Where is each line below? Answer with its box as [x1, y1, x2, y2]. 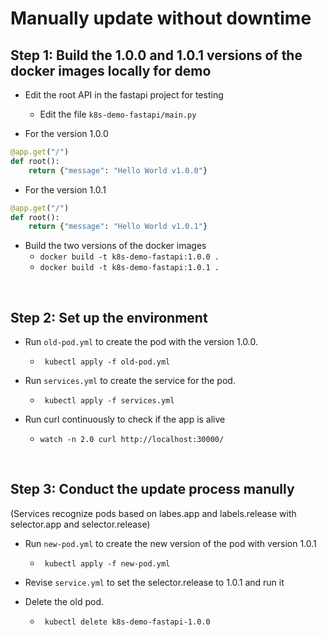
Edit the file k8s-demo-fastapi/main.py [39, 108, 197, 120]
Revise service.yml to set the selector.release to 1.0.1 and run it [24, 576, 285, 588]
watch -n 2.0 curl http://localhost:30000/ [39, 435, 225, 445]
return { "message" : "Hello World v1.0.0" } [28, 165, 208, 176]
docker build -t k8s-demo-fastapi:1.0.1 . [39, 263, 220, 273]
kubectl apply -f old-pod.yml [44, 357, 171, 367]
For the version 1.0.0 [24, 128, 109, 139]
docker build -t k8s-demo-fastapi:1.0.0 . [39, 252, 220, 262]
